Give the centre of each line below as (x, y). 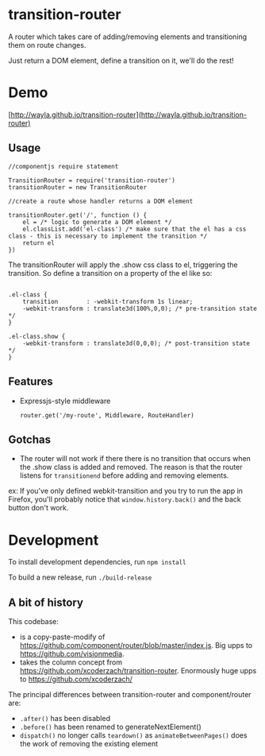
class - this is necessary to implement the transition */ (108, 236)
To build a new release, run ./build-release (80, 577)
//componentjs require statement (63, 166)
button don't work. (38, 508)
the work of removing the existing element (89, 744)
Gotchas (30, 439)
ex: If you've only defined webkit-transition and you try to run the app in (126, 491)
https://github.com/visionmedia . (72, 654)
